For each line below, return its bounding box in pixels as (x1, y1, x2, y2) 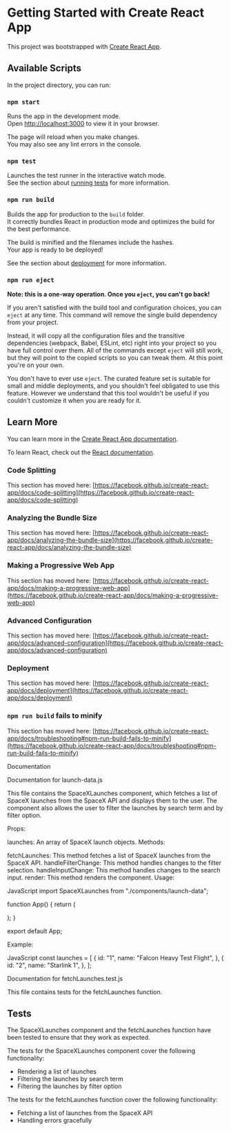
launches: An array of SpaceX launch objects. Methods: (7, 838, 165, 846)
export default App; (7, 926, 63, 935)
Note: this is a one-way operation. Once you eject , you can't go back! (7, 290, 210, 298)
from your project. (7, 318, 59, 326)
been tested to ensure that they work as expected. (7, 1034, 150, 1042)
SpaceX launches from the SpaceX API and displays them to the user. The (7, 796, 217, 805)
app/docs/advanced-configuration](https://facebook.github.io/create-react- (7, 638, 224, 647)
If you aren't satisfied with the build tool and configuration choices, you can (7, 303, 222, 312)
